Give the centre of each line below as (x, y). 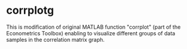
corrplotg (30, 10)
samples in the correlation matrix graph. (55, 39)
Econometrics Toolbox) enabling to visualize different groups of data (91, 33)
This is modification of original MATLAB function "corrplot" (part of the (93, 27)
